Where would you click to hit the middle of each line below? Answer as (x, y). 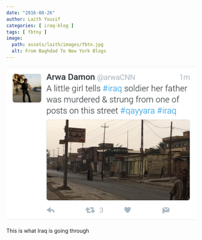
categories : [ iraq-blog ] (40, 25)
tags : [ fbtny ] (27, 32)
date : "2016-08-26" (31, 13)
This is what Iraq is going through (48, 230)
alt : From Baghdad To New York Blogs (59, 51)
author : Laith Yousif (33, 19)
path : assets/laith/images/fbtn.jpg (58, 45)
